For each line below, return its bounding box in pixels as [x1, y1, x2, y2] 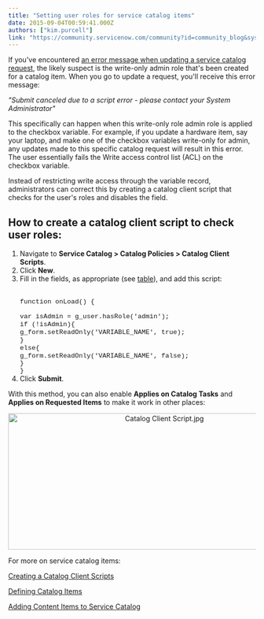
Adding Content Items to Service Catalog [8, 602, 141, 611]
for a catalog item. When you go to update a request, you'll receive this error [8, 72, 255, 81]
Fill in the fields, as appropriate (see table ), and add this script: [19, 274, 222, 284]
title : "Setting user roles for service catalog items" [8, 11, 195, 20]
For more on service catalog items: [8, 556, 121, 565]
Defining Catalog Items [8, 587, 82, 596]
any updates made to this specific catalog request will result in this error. [8, 144, 244, 154]
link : [8, 33, 26, 42]
